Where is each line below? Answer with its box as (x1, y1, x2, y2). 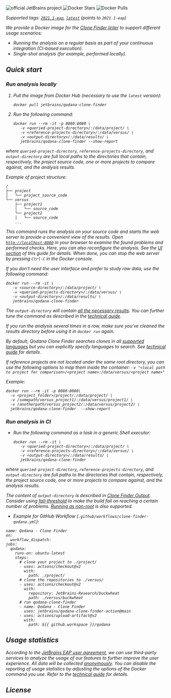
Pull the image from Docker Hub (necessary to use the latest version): (13, 92, 162, 98)
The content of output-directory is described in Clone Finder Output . (6, 492, 151, 498)
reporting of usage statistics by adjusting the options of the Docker (6, 665, 147, 671)
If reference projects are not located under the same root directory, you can (6, 358, 164, 365)
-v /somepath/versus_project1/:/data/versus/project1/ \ (10, 397, 133, 402)
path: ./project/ (28, 573, 65, 578)
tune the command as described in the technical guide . (6, 313, 122, 319)
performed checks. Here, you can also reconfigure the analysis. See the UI (6, 245, 163, 251)
